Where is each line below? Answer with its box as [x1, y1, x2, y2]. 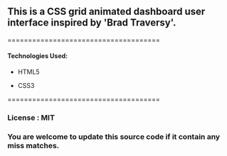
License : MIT [7, 113, 56, 123]
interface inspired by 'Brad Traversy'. [7, 17, 176, 29]
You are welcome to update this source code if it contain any [7, 131, 221, 141]
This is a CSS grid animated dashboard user [7, 6, 206, 18]
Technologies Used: [7, 52, 68, 60]
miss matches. [7, 140, 60, 150]
